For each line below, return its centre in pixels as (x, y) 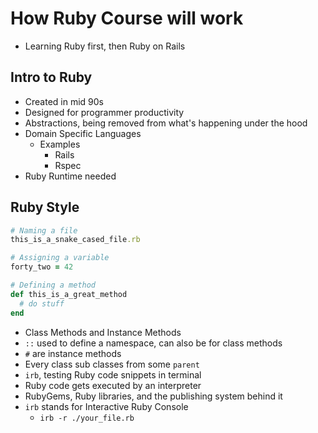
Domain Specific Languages (83, 133)
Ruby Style (45, 207)
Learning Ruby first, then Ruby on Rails (105, 46)
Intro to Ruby (51, 77)
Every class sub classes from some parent (112, 364)
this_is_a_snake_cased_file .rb (75, 240)
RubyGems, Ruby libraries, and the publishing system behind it (153, 396)
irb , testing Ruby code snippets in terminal (113, 374)
